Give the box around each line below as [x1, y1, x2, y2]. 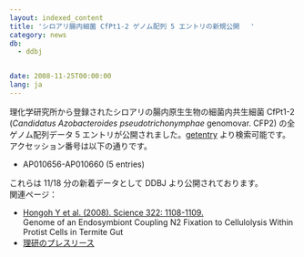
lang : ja [9, 80, 43, 89]
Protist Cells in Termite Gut [22, 226, 124, 237]
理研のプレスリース [22, 237, 96, 248]
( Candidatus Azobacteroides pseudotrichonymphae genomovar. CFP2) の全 [9, 118, 296, 128]
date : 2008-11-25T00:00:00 [9, 72, 112, 81]
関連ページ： [9, 189, 57, 200]
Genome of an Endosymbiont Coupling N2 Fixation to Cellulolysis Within [22, 216, 294, 228]
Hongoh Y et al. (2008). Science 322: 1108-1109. [22, 207, 204, 218]
